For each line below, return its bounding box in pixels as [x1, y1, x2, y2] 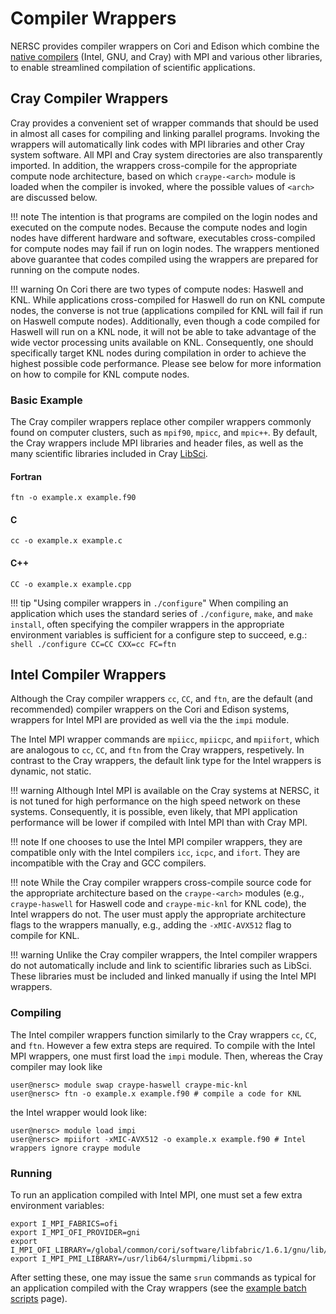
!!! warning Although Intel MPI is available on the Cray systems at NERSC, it [10, 785, 320, 797]
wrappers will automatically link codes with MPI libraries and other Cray [10, 138, 305, 150]
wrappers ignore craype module [10, 1143, 141, 1153]
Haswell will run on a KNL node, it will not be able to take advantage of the [10, 325, 317, 337]
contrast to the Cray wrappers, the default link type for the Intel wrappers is [10, 755, 322, 767]
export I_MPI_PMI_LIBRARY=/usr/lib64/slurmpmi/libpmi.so [10, 1254, 253, 1264]
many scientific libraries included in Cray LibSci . [10, 448, 208, 460]
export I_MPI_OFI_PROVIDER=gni [10, 1228, 141, 1238]
